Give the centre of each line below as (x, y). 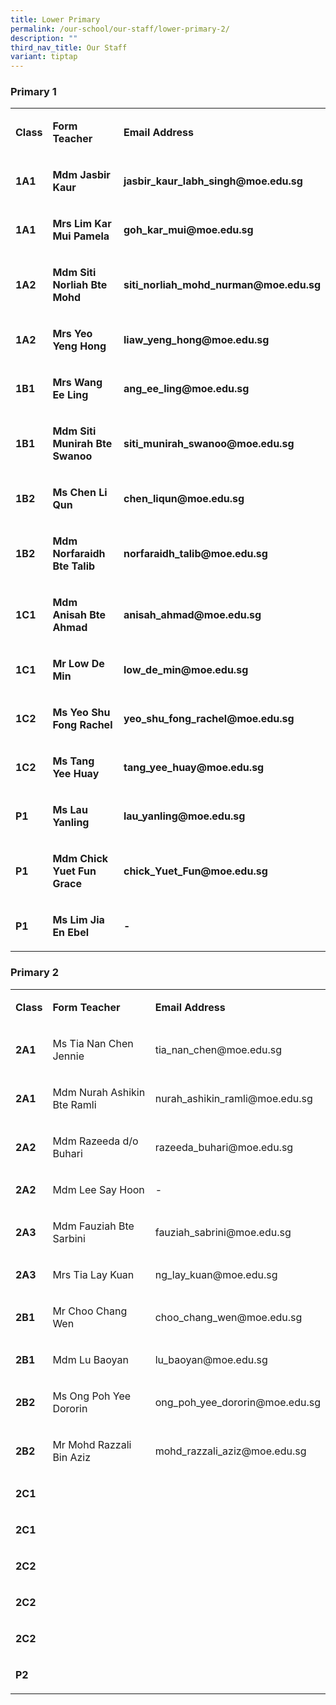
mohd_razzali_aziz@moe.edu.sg (230, 1451)
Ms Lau (70, 810)
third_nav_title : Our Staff (69, 47)
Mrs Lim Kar (82, 224)
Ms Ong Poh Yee (92, 1396)
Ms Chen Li (80, 493)
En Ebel (71, 933)
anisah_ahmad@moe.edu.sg (192, 615)
